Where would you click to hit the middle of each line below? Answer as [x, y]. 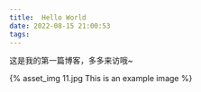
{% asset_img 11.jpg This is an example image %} [101, 79]
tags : [19, 34]
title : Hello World [48, 17]
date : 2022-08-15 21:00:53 [60, 26]
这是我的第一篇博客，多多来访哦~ [71, 61]
